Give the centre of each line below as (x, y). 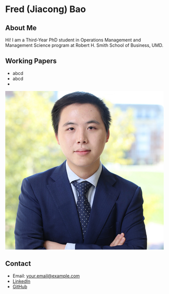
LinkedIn (21, 281)
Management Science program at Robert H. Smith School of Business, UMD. (84, 45)
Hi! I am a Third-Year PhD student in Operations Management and (73, 40)
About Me (21, 28)
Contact (18, 264)
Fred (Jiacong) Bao (46, 9)
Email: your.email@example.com (46, 276)
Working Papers (31, 61)
